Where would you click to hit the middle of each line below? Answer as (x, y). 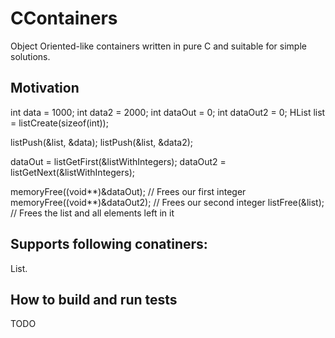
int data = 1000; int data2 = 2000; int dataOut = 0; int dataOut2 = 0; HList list (168, 112)
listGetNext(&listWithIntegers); (72, 172)
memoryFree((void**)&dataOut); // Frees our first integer (128, 191)
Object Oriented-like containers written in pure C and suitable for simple (158, 46)
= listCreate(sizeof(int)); (59, 123)
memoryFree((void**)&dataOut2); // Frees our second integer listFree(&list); (167, 202)
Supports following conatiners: (109, 244)
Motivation (45, 88)
